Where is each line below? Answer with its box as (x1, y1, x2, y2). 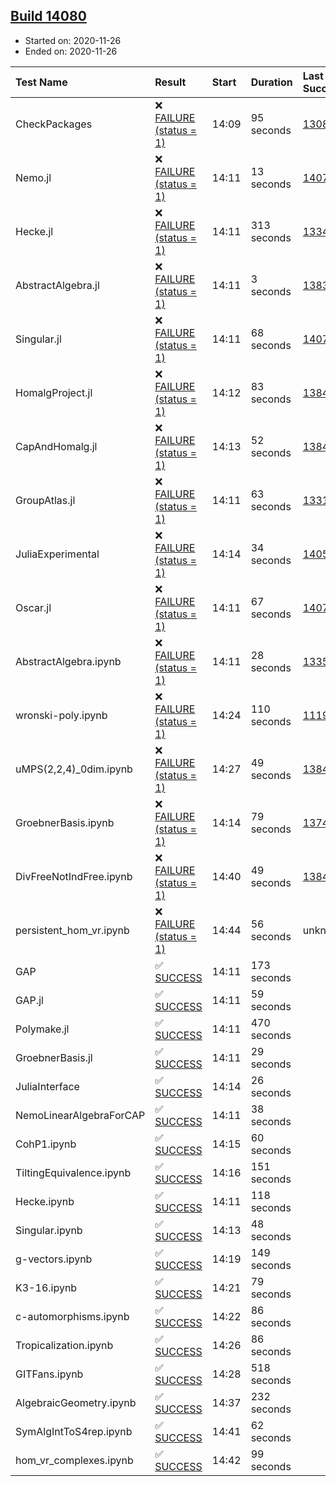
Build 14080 (10, 8, 87, 25)
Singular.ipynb (15, 1223, 83, 1237)
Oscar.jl (15, 600, 52, 614)
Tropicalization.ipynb (15, 1338, 114, 1352)
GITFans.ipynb (15, 1367, 84, 1381)
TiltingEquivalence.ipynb (15, 1165, 132, 1179)
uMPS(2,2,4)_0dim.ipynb (15, 762, 133, 776)
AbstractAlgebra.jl (15, 278, 100, 292)
